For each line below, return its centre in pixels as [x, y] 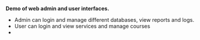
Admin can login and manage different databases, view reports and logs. [104, 20]
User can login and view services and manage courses [82, 26]
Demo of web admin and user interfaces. [57, 9]
